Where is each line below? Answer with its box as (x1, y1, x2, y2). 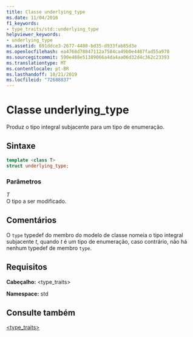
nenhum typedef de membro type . (6, 244, 92, 252)
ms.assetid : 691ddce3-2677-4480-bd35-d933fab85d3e (6, 43, 137, 49)
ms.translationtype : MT (6, 60, 67, 66)
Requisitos (6, 262, 47, 272)
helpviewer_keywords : (6, 32, 61, 38)
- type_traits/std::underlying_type (6, 26, 99, 32)
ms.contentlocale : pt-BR (6, 65, 69, 72)
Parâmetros (6, 177, 41, 186)
